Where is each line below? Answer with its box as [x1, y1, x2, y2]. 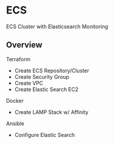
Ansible [6, 120, 25, 127]
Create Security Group [14, 73, 69, 80]
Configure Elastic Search [14, 131, 75, 138]
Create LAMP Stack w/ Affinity [14, 108, 89, 115]
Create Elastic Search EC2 [14, 86, 79, 93]
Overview [6, 40, 43, 50]
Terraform [6, 55, 31, 62]
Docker [6, 97, 24, 104]
